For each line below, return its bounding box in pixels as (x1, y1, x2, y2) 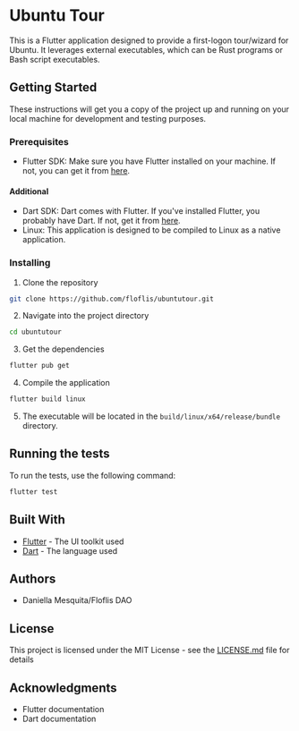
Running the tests (9, 446, 110, 462)
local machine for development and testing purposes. (9, 113, 207, 123)
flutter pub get (9, 361, 70, 370)
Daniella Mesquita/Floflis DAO (21, 595, 132, 606)
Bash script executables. (9, 54, 100, 64)
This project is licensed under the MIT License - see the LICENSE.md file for (9, 645, 290, 656)
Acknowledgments (9, 680, 118, 695)
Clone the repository (21, 276, 98, 287)
